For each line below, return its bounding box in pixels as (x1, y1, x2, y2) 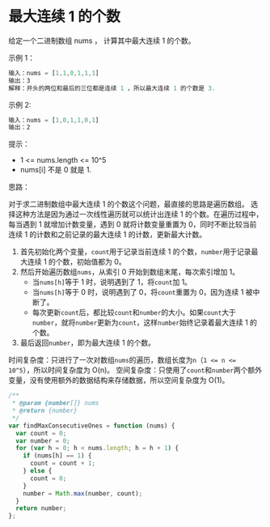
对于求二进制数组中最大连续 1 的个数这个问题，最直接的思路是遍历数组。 (8, 199, 249, 209)
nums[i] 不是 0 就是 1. (19, 165, 91, 175)
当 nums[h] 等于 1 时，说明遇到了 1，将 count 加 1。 (32, 277, 192, 287)
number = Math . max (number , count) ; (23, 489, 143, 498)
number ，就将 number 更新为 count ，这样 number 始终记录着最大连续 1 (32, 317, 248, 328)
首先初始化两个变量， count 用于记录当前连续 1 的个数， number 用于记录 (19, 247, 252, 257)
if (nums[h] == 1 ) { (23, 452, 92, 460)
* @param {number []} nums (11, 399, 99, 407)
